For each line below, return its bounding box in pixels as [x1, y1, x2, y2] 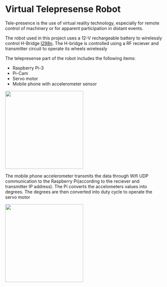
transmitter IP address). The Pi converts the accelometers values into [5, 183, 147, 189]
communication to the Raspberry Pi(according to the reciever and [5, 178, 140, 184]
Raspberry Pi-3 [12, 65, 44, 71]
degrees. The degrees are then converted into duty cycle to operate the [5, 189, 153, 195]
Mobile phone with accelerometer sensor [12, 81, 97, 87]
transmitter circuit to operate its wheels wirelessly [5, 45, 108, 51]
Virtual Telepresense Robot [5, 3, 121, 15]
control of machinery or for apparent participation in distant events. [5, 25, 144, 31]
